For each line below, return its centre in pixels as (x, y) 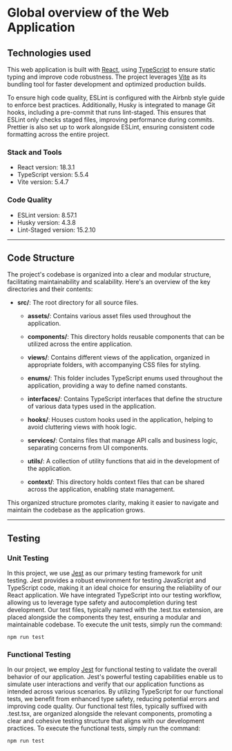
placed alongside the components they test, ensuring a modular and (104, 618)
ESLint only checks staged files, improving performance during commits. (110, 120)
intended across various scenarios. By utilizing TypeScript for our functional (115, 692)
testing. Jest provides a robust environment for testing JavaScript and (107, 581)
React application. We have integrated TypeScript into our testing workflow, (115, 595)
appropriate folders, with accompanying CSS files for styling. (114, 365)
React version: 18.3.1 (46, 167)
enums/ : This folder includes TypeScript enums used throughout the (125, 378)
